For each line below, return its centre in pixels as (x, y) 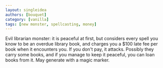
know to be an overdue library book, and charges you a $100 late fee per (81, 44)
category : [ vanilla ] (27, 19)
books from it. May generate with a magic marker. (58, 60)
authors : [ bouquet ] (26, 15)
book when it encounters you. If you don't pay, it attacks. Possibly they (80, 49)
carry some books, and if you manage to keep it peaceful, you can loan (80, 55)
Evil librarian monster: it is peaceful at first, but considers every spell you (82, 39)
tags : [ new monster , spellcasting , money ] (51, 24)
